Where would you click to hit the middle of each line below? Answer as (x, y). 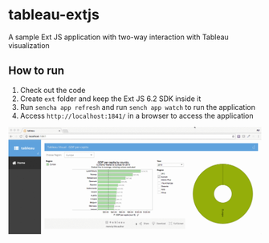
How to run (37, 71)
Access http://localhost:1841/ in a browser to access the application (137, 115)
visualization (29, 45)
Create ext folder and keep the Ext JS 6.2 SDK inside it (110, 99)
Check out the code (53, 90)
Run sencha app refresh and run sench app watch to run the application (137, 107)
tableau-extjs (54, 15)
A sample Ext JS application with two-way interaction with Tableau (118, 37)
